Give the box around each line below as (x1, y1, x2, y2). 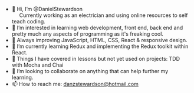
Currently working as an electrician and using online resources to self (19, 12, 188, 19)
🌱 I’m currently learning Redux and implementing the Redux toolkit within (11, 43, 189, 50)
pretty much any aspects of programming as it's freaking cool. (11, 30, 164, 37)
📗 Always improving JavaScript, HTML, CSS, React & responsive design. (11, 37, 188, 43)
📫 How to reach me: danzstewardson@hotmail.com (11, 81, 139, 87)
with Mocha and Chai (11, 61, 64, 68)
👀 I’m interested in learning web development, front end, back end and (11, 24, 183, 31)
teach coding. (11, 18, 45, 25)
